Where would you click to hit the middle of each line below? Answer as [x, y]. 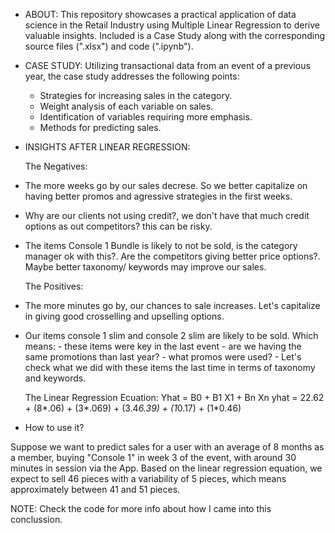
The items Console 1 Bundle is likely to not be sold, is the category [161, 245]
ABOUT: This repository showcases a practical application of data [160, 14]
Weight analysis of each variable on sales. [126, 106]
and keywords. [55, 378]
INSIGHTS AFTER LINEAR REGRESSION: [107, 147]
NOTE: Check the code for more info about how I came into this [141, 508]
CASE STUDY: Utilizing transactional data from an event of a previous [167, 65]
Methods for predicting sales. [100, 127]
